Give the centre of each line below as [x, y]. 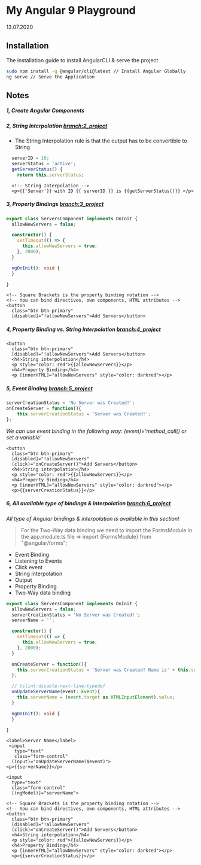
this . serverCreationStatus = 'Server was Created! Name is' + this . [104, 670]
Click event [29, 567]
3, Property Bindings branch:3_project [55, 204]
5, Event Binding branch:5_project [49, 389]
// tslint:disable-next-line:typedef [59, 686]
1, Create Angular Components [45, 111]
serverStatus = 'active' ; [44, 164]
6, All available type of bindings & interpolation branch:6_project [89, 503]
